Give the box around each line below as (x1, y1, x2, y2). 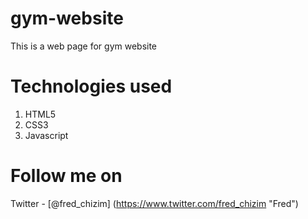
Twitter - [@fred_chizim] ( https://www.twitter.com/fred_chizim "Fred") (10, 197, 299, 209)
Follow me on (10, 165, 123, 187)
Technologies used (10, 75, 173, 98)
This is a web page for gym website (10, 40, 158, 52)
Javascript (24, 129, 69, 141)
